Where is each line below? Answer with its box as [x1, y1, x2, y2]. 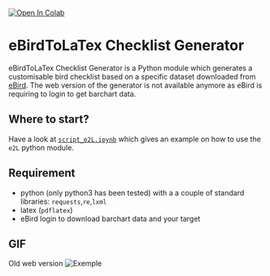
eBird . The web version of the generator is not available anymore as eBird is [8, 80, 263, 90]
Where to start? [8, 113, 89, 127]
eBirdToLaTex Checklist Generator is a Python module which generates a [8, 63, 253, 72]
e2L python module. [8, 142, 75, 153]
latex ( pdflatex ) [20, 205, 73, 214]
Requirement [8, 166, 76, 180]
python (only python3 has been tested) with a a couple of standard [20, 188, 245, 197]
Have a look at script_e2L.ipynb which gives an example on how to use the [8, 134, 262, 144]
